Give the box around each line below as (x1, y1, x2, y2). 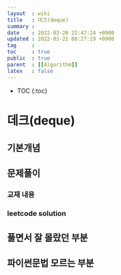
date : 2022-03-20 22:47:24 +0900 (7, 29, 115, 36)
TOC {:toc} (16, 87, 48, 95)
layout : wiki (7, 10, 51, 17)
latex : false (7, 67, 53, 74)
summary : (7, 23, 36, 30)
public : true (7, 55, 51, 62)
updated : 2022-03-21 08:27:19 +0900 (7, 36, 115, 43)
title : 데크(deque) (7, 16, 69, 23)
